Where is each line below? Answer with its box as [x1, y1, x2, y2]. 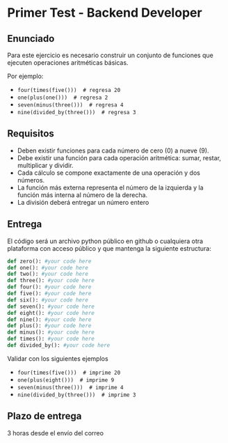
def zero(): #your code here [7, 258, 92, 265]
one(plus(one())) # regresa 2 [17, 94, 108, 101]
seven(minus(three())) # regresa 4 [17, 102, 124, 109]
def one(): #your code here [7, 264, 89, 271]
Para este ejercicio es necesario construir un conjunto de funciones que [7, 51, 213, 59]
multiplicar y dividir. [17, 161, 74, 169]
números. [17, 176, 45, 184]
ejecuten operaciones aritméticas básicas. [7, 59, 129, 67]
